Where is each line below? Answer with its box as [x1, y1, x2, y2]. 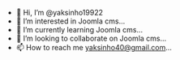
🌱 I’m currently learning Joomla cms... [15, 25, 144, 34]
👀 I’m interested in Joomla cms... [15, 16, 126, 26]
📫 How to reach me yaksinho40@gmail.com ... [15, 43, 173, 52]
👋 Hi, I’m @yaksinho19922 [15, 8, 104, 17]
